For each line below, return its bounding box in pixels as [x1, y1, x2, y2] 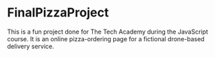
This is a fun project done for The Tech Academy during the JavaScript [7, 27, 208, 36]
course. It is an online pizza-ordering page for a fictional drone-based [7, 34, 205, 43]
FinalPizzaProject [7, 5, 109, 21]
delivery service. [7, 42, 55, 50]
